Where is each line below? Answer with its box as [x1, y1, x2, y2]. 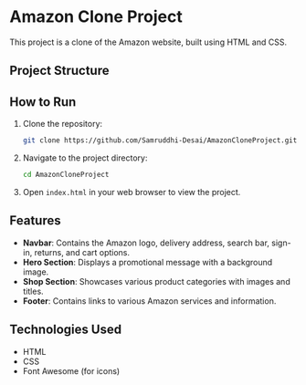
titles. [22, 286, 44, 297]
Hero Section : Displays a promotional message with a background [22, 256, 273, 267]
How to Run [9, 94, 77, 109]
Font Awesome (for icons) [22, 365, 121, 376]
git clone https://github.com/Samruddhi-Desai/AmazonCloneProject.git [22, 136, 298, 145]
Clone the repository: [22, 119, 103, 130]
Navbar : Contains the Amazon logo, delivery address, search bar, [22, 237, 269, 248]
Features [9, 213, 61, 229]
